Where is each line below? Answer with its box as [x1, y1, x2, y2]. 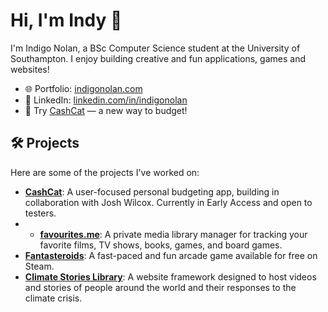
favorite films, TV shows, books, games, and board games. [39, 239, 283, 251]
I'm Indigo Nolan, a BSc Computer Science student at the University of [10, 42, 301, 54]
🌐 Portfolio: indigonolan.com [24, 82, 143, 94]
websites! [10, 63, 50, 75]
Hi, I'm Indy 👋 [10, 9, 123, 32]
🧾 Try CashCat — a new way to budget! [24, 104, 188, 116]
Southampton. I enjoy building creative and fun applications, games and [10, 52, 306, 64]
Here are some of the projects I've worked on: [10, 166, 200, 178]
